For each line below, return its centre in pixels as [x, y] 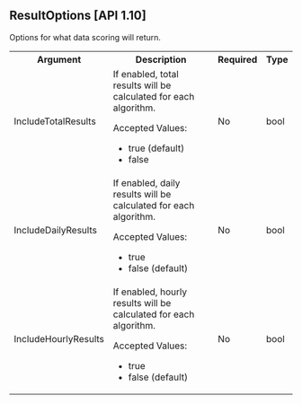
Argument [59, 59]
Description [161, 59]
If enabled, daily [147, 182]
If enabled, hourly [150, 292]
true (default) [156, 148]
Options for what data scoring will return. [85, 37]
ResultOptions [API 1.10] [78, 16]
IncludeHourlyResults [59, 338]
